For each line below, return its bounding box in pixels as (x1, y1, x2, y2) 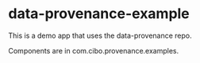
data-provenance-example (8, 5, 190, 23)
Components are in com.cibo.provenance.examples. (8, 46, 179, 55)
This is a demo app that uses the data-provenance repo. (8, 31, 192, 40)
